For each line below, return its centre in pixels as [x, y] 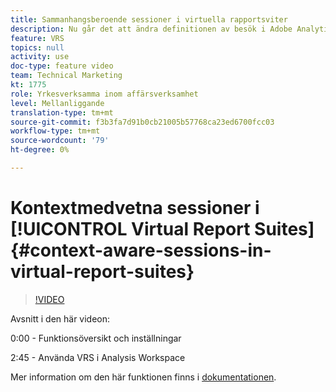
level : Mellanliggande [57, 103]
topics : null [37, 47]
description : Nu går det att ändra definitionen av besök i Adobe [151, 29]
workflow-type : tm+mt [55, 131]
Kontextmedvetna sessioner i [135, 208]
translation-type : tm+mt [62, 112]
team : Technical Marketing [66, 76]
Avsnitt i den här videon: [60, 318]
